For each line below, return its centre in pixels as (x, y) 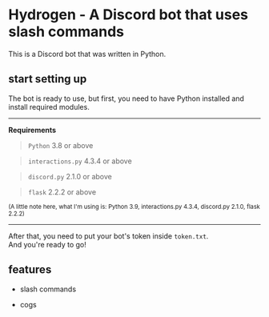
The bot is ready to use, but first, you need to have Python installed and (126, 98)
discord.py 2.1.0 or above (70, 176)
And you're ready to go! (47, 244)
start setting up (48, 79)
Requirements (32, 130)
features (30, 270)
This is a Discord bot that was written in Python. (87, 54)
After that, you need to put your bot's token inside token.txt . (108, 236)
